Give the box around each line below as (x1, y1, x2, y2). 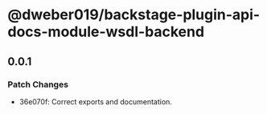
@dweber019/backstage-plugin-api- (7, 6, 261, 24)
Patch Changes (7, 79, 69, 90)
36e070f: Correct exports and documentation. (18, 96, 172, 106)
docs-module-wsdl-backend (7, 22, 205, 41)
